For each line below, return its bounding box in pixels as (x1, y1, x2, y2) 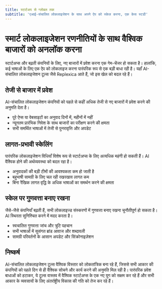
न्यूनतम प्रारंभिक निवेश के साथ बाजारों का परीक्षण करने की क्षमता (12, 120, 110, 126)
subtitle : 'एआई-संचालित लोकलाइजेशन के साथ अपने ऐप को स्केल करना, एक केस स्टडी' (5, 12, 148, 17)
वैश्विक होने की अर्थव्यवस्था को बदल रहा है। (5, 159, 72, 165)
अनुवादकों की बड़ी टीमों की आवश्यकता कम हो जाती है (12, 168, 95, 175)
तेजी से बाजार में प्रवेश (5, 86, 53, 94)
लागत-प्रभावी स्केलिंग (5, 140, 53, 148)
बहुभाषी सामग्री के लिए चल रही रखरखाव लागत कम (12, 174, 90, 180)
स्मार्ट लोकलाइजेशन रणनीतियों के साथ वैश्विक (5, 33, 143, 44)
